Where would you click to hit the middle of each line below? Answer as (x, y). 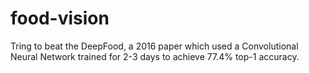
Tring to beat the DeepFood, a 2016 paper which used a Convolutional (154, 46)
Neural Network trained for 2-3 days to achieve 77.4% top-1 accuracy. (155, 56)
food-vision (60, 18)
